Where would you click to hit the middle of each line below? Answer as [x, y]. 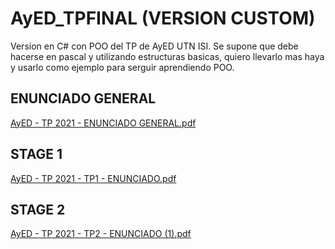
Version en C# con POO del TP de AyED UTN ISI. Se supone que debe [154, 46]
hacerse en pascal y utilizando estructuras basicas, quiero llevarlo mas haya [167, 56]
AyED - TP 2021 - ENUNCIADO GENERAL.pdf [103, 123]
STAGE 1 [36, 154]
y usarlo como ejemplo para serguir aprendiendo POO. [122, 67]
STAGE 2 [38, 209]
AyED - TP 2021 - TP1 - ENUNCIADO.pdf [93, 178]
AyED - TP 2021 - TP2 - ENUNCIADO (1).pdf [101, 234]
